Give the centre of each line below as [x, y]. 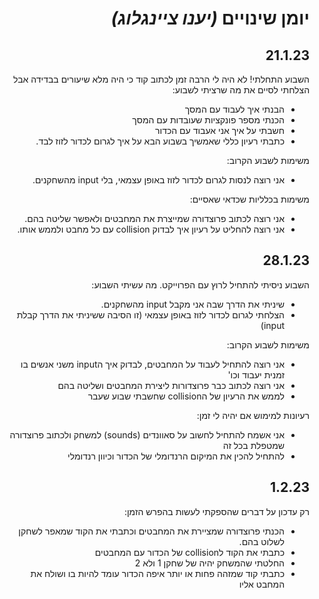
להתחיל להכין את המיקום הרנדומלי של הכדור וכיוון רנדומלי [176, 456]
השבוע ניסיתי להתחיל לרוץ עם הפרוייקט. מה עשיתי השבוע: [200, 284]
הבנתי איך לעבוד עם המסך [234, 109]
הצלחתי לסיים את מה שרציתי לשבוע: [241, 90]
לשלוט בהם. [261, 541]
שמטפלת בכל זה [253, 445]
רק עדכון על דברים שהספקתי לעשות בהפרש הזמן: [216, 511]
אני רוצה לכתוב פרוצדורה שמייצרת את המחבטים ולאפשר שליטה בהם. [154, 218]
